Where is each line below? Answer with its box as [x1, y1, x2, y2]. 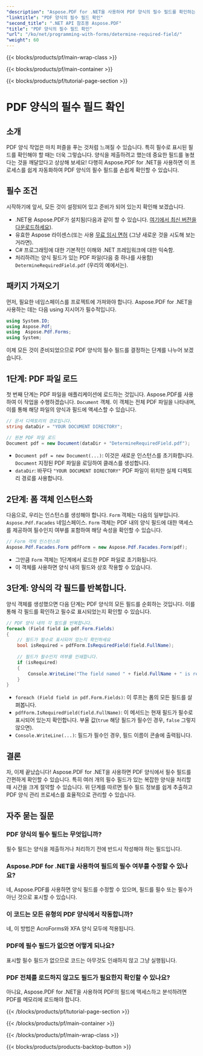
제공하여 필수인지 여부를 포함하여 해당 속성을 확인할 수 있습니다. [12, 526, 163, 534]
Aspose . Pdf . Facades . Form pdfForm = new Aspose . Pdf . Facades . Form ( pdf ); [6, 544, 188, 551]
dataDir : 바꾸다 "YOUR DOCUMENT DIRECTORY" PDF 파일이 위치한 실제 [14, 467, 176, 474]
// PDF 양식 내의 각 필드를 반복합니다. [6, 620, 93, 626]
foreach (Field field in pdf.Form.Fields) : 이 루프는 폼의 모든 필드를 [14, 694, 186, 701]
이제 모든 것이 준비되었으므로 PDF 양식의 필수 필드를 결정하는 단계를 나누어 [6, 346, 182, 354]
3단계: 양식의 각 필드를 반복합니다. [6, 583, 127, 593]
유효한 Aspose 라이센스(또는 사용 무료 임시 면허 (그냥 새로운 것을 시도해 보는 [14, 231, 196, 238]
